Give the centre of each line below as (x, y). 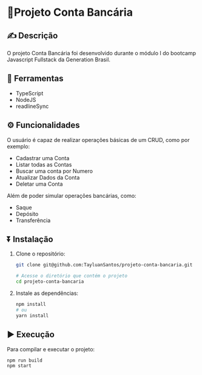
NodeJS (26, 100)
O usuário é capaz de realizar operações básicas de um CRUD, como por (98, 140)
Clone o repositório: (40, 254)
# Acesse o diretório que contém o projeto (72, 276)
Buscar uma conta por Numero (54, 171)
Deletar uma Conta (39, 184)
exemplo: (18, 146)
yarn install (32, 316)
